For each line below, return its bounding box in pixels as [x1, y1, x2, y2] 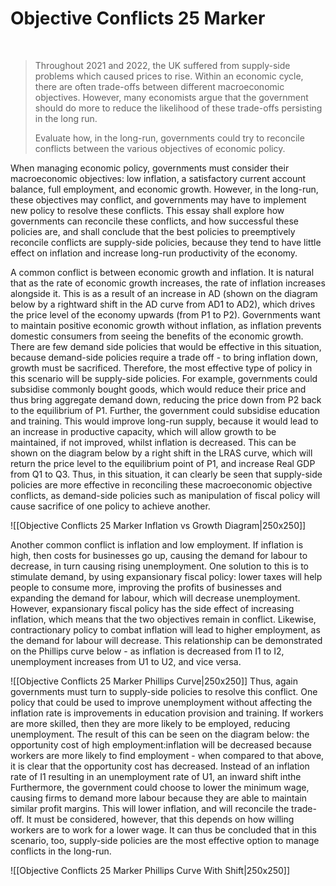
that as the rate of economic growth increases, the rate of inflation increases [10, 277, 326, 289]
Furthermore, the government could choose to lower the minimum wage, [10, 781, 310, 793]
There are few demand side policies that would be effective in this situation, [10, 340, 322, 352]
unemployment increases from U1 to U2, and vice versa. [10, 655, 242, 667]
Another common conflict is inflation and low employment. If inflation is [10, 538, 304, 551]
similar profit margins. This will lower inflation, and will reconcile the [10, 802, 290, 814]
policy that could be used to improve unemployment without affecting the [10, 696, 313, 708]
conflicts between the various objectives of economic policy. [34, 142, 286, 154]
